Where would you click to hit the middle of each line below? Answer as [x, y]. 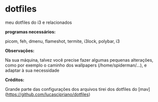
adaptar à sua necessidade [32, 70]
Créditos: [15, 80]
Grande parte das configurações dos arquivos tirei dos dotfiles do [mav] [78, 89]
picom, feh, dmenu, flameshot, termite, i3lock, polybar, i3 [62, 41]
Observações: [20, 51]
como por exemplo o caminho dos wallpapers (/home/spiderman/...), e [76, 65]
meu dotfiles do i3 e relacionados [39, 22]
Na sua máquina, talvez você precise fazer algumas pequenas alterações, [79, 60]
